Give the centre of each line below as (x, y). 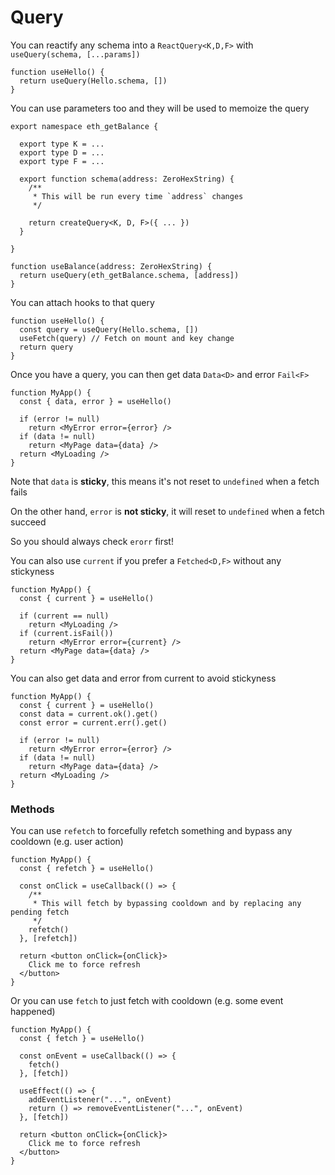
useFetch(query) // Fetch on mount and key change (127, 338)
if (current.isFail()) (66, 633)
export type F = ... (62, 161)
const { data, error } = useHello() (95, 401)
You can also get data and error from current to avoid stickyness (143, 678)
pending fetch (40, 912)
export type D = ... (62, 152)
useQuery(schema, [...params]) (75, 54)
